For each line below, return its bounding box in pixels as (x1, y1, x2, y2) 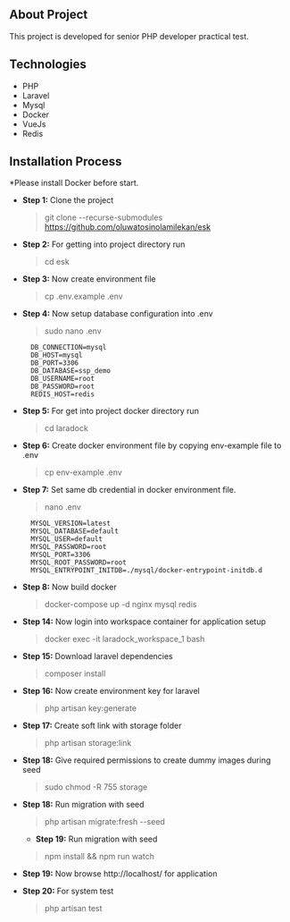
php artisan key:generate (44, 703, 137, 714)
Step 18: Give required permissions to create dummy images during (21, 755, 271, 766)
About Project (9, 7, 88, 22)
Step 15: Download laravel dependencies (21, 651, 174, 662)
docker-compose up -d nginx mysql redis (44, 599, 197, 610)
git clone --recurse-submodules (44, 212, 163, 223)
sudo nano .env (44, 326, 103, 336)
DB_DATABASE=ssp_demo (30, 367, 112, 376)
